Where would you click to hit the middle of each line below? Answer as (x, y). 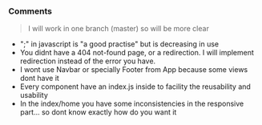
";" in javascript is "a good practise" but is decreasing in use (119, 44)
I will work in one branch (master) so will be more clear (119, 29)
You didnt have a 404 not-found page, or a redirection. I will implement (137, 53)
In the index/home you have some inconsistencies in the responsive (132, 104)
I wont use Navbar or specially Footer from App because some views (134, 70)
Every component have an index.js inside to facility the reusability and (135, 87)
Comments (30, 11)
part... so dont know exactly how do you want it (98, 112)
